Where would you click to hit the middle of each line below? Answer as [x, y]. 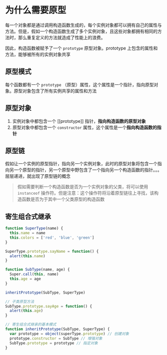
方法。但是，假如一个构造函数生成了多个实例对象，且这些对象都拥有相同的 [81, 31]
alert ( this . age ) [26, 311]
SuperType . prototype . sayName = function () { [52, 251]
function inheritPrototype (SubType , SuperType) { [58, 329]
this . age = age [25, 279]
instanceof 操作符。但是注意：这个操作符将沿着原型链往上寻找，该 [86, 193]
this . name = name [28, 233]
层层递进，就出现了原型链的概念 [38, 176]
